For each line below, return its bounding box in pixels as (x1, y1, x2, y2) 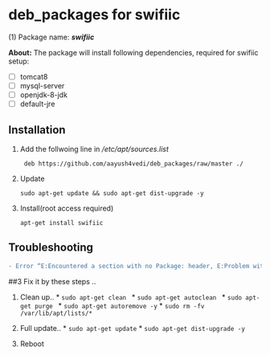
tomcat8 (19, 71, 48, 81)
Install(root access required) (19, 203, 114, 213)
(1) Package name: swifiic (8, 32, 95, 42)
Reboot (19, 339, 44, 349)
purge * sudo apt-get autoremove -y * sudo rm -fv (35, 300, 205, 310)
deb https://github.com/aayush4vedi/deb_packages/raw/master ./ (23, 160, 243, 168)
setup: (8, 56, 30, 66)
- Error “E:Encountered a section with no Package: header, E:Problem (8, 262, 250, 270)
